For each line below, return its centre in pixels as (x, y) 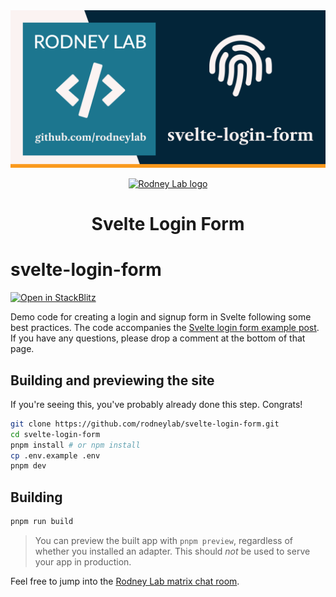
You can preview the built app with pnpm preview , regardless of (163, 540)
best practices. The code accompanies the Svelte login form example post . (165, 328)
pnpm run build (42, 522)
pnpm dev (28, 466)
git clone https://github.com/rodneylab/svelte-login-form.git (145, 424)
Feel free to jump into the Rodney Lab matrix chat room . (125, 581)
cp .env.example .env (55, 455)
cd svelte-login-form (55, 434)
